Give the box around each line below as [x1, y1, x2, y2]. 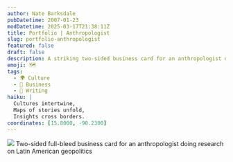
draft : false [7, 49, 45, 56]
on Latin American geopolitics [7, 147, 92, 155]
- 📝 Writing [13, 87, 49, 94]
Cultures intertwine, [13, 100, 76, 107]
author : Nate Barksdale [7, 10, 76, 17]
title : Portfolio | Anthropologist [7, 29, 110, 37]
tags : [7, 68, 23, 75]
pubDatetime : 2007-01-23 [7, 17, 79, 24]
